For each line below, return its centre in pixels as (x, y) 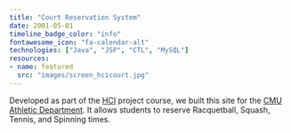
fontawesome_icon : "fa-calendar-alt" (79, 42)
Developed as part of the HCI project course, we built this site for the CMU (146, 100)
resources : (29, 59)
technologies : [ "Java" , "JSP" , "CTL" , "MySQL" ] (99, 51)
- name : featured (41, 67)
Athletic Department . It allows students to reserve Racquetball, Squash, (140, 110)
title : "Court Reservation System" (75, 17)
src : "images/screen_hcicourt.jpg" (83, 75)
